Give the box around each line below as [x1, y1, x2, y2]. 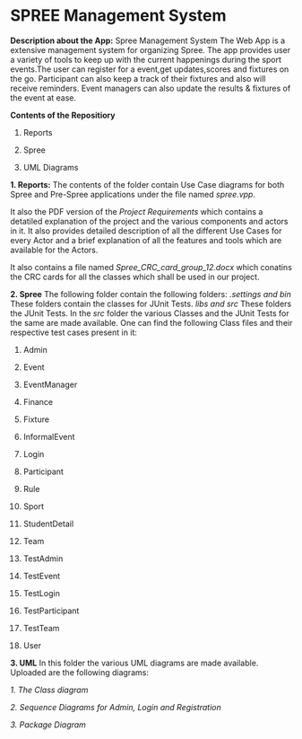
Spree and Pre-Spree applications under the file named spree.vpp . [10, 189, 256, 199]
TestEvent [22, 570, 61, 581]
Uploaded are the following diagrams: [10, 666, 149, 678]
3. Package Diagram [10, 719, 86, 730]
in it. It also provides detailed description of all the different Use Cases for [10, 225, 282, 236]
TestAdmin [22, 553, 64, 564]
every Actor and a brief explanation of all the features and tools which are [10, 234, 282, 245]
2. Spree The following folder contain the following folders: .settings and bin [10, 288, 292, 299]
